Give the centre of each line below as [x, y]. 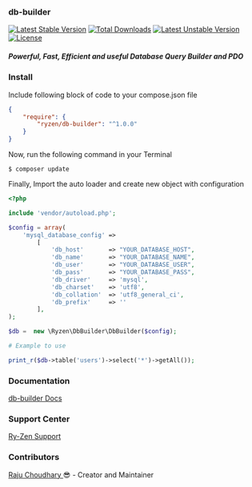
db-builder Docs [35, 398]
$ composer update [39, 169]
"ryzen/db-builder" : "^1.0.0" [87, 124]
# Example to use [37, 346]
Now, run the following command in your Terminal [90, 155]
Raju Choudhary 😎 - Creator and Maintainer [81, 474]
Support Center [39, 419]
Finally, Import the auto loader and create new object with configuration [126, 184]
